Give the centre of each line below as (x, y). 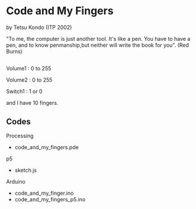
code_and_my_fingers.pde (46, 147)
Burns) (14, 51)
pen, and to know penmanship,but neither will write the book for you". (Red (98, 45)
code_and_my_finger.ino (44, 193)
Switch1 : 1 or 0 (24, 91)
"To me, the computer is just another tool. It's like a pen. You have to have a (98, 38)
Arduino (16, 182)
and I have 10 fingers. (32, 103)
